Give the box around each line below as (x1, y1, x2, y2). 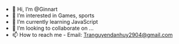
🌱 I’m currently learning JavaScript (11, 18, 98, 25)
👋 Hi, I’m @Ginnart (11, 6, 58, 12)
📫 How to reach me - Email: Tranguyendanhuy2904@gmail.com (11, 32, 173, 38)
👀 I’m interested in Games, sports (11, 12, 95, 19)
